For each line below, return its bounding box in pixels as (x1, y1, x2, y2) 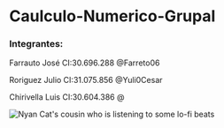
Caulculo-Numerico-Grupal (9, 6, 216, 26)
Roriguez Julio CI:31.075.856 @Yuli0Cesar (9, 75, 163, 86)
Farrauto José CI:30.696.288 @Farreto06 (9, 57, 160, 68)
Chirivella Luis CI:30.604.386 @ (9, 92, 125, 102)
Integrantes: (9, 38, 64, 50)
